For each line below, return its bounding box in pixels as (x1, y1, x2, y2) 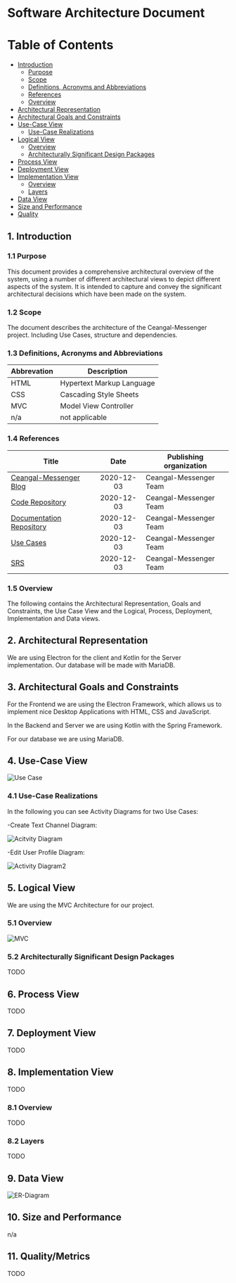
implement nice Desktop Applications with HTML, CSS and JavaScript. (7, 707, 211, 715)
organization (164, 461, 207, 471)
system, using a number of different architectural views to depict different (7, 274, 221, 283)
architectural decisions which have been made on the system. (7, 290, 187, 298)
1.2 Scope (7, 307, 42, 317)
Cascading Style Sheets (60, 390, 139, 400)
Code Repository (11, 497, 67, 507)
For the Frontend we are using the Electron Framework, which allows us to (7, 700, 222, 708)
